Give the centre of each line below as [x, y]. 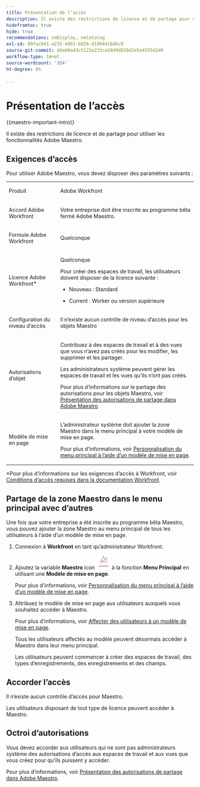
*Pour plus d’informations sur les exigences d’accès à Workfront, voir [92, 474]
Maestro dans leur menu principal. [57, 646]
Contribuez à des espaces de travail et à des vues [121, 345]
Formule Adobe [27, 234]
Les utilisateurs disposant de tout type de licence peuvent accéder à [90, 708]
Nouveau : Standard [93, 289]
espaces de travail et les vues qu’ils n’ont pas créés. [124, 375]
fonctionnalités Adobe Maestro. [45, 140]
